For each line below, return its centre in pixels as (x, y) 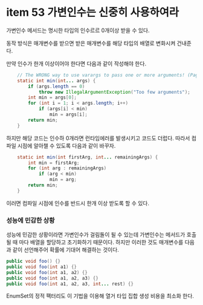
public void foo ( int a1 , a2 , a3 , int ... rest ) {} (70, 284)
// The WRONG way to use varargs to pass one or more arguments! (101, 75)
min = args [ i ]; (68, 115)
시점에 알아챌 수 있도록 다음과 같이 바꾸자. (66, 145)
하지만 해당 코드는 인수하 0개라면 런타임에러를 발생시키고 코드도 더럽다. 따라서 (98, 138)
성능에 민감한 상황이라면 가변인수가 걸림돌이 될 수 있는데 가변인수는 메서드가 (96, 235)
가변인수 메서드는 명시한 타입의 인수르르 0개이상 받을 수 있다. (78, 30)
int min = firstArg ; (54, 163)
